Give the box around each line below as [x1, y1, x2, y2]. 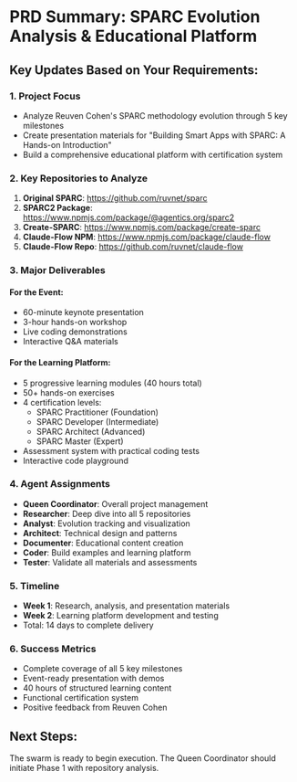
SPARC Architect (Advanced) [36, 426, 146, 437]
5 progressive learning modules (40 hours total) [22, 377, 202, 388]
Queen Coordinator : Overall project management [22, 498, 209, 509]
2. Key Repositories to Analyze [9, 172, 148, 185]
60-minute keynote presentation [22, 307, 144, 318]
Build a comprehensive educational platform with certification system [22, 149, 283, 160]
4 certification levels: [22, 396, 102, 407]
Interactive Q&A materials [22, 336, 118, 347]
